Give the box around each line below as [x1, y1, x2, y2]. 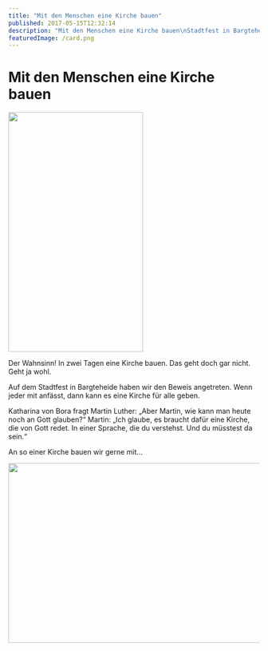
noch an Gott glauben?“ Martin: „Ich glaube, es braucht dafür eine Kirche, [8, 415, 250, 424]
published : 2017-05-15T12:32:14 [8, 19, 116, 27]
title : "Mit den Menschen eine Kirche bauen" [8, 11, 162, 20]
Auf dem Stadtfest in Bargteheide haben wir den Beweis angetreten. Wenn [8, 383, 253, 392]
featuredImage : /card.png [8, 34, 94, 42]
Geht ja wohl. [8, 367, 52, 376]
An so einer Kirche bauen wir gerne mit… [8, 447, 144, 457]
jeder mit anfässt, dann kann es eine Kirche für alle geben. [8, 391, 200, 400]
